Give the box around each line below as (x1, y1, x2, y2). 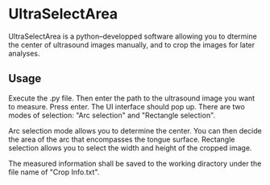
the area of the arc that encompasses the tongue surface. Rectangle (8, 134, 235, 144)
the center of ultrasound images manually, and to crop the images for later (8, 39, 255, 49)
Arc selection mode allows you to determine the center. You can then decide (8, 125, 262, 135)
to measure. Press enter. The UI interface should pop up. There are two (8, 101, 246, 111)
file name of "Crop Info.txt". (8, 166, 100, 177)
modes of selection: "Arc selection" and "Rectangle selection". (8, 110, 216, 120)
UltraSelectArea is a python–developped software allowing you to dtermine (8, 31, 258, 41)
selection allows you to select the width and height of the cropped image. (8, 142, 252, 153)
